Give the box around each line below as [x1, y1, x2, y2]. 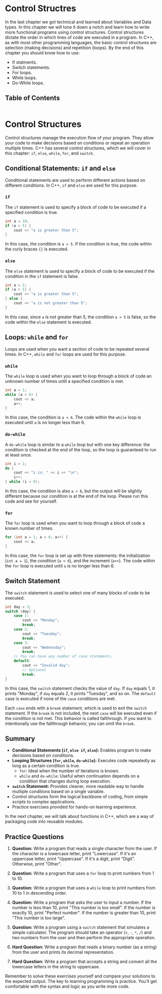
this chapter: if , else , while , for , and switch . [5, 150, 94, 156]
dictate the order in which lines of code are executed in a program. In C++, [5, 34, 154, 40]
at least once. [5, 452, 32, 457]
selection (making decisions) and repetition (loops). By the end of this [5, 45, 144, 50]
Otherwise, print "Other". [12, 861, 62, 867]
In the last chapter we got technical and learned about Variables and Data [5, 19, 151, 25]
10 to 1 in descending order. [12, 890, 67, 896]
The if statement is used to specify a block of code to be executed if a [5, 204, 147, 210]
